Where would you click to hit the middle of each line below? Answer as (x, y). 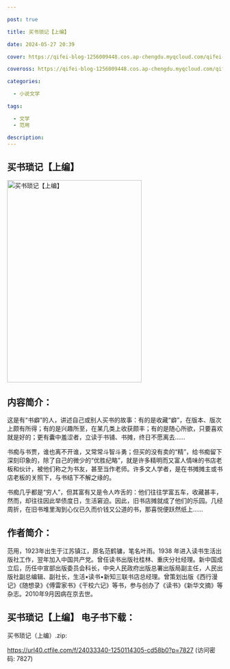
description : (26, 137)
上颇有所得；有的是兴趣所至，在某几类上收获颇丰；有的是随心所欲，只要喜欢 (115, 429)
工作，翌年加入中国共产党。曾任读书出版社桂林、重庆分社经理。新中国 (118, 559)
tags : (15, 106)
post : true (23, 19)
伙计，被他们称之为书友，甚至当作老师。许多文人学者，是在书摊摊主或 (118, 469)
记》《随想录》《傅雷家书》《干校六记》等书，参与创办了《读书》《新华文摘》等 (115, 585)
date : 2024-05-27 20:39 (41, 44)
